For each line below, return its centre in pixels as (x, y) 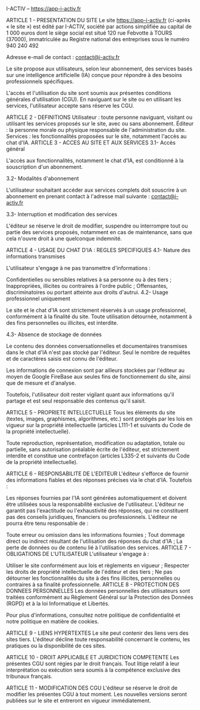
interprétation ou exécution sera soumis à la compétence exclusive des (93, 670)
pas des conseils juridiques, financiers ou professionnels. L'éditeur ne (92, 517)
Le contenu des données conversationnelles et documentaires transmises (97, 346)
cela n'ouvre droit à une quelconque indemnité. (64, 239)
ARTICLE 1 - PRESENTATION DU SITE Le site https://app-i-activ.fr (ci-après (98, 20)
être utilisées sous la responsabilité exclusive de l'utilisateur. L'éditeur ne (95, 504)
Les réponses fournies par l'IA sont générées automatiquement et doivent (96, 498)
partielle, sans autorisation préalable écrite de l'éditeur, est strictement (93, 449)
